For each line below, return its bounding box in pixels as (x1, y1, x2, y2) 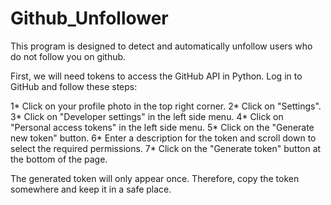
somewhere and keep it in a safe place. (10, 183, 172, 195)
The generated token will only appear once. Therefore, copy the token (10, 172, 300, 184)
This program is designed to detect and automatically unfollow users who (10, 40, 313, 52)
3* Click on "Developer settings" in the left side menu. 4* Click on (10, 110, 284, 122)
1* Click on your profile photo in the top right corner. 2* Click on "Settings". (10, 100, 322, 112)
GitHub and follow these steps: (10, 80, 138, 92)
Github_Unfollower (10, 7, 169, 30)
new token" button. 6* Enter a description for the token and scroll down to (10, 132, 317, 144)
